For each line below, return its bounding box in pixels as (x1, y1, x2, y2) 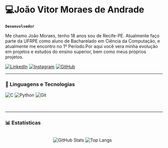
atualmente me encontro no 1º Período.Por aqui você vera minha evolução (5, 43, 158, 49)
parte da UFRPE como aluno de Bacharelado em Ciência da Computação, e (5, 38, 160, 44)
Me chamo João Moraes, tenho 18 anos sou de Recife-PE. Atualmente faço (5, 32, 160, 38)
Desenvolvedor (5, 23, 35, 29)
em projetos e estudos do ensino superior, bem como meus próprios (5, 48, 146, 54)
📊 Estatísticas (5, 119, 41, 126)
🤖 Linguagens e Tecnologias (5, 80, 75, 87)
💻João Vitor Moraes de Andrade (5, 4, 144, 15)
